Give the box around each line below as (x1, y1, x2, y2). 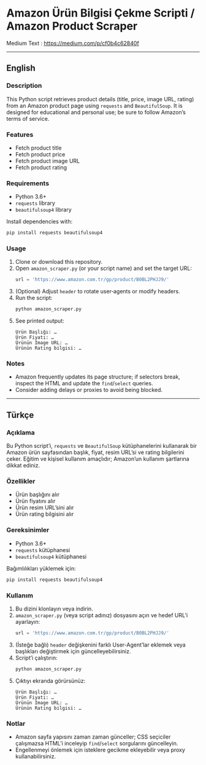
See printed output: (15, 317, 64, 325)
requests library (15, 199, 55, 207)
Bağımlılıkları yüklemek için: (6, 564, 77, 572)
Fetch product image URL (15, 157, 80, 164)
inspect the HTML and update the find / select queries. (15, 380, 153, 387)
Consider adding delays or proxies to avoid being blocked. (15, 386, 163, 394)
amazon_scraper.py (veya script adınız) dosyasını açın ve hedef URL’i (15, 611, 188, 619)
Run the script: (15, 294, 53, 302)
